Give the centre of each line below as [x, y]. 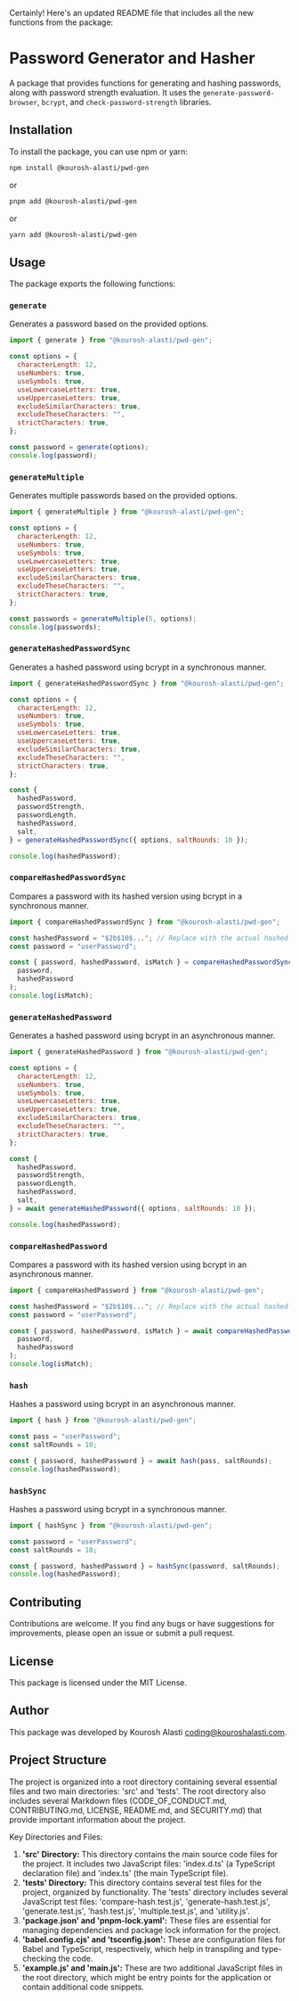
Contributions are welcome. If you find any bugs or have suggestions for [142, 1624]
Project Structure [58, 1760]
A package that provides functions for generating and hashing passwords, [145, 83]
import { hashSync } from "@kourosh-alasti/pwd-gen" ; [111, 1525]
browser [24, 103]
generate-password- [238, 93]
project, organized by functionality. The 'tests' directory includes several [155, 1892]
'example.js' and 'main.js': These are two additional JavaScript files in [152, 1968]
